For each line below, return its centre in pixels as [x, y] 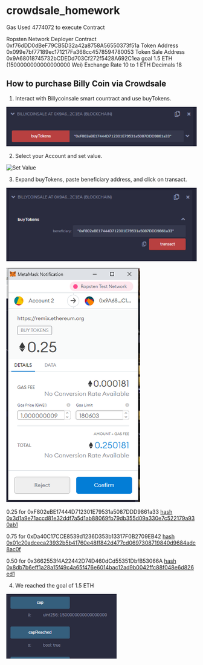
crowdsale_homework [63, 11]
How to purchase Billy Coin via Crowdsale [86, 84]
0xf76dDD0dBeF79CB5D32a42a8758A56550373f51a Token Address [92, 45]
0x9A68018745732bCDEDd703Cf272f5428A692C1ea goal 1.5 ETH [89, 58]
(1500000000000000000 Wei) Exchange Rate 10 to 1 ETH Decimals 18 [94, 65]
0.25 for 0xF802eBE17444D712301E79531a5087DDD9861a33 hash [89, 512]
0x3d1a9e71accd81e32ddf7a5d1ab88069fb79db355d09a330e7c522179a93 [101, 519]
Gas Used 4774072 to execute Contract [56, 27]
